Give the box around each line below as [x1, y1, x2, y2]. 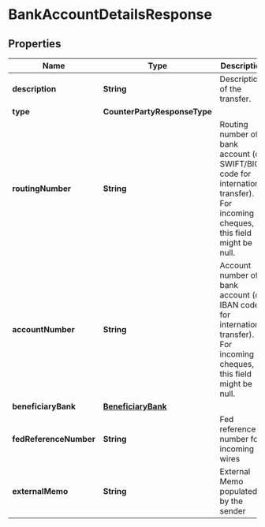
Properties [8, 37, 62, 50]
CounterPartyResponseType [103, 107, 213, 117]
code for [219, 168, 252, 179]
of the [219, 84, 242, 94]
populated [219, 486, 258, 496]
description [12, 84, 57, 94]
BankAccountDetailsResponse [8, 6, 213, 24]
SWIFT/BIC [219, 159, 260, 169]
